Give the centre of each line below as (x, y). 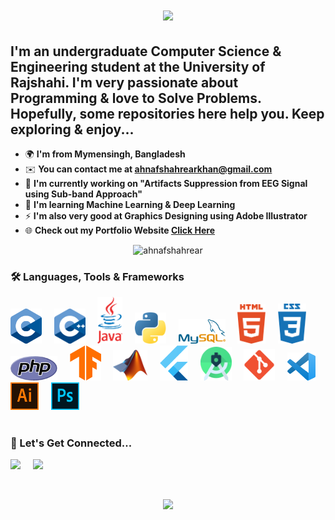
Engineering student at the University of (138, 66)
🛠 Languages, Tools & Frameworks (97, 276)
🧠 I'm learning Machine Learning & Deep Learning (130, 204)
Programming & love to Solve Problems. (136, 98)
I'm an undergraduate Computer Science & (146, 51)
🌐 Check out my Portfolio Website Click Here (119, 230)
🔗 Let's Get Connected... (71, 443)
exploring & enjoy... (72, 129)
